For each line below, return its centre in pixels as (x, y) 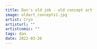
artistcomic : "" (22, 29)
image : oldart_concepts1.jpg (36, 15)
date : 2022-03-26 (24, 39)
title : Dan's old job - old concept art (49, 10)
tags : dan (16, 34)
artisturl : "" (20, 24)
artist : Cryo (19, 19)
